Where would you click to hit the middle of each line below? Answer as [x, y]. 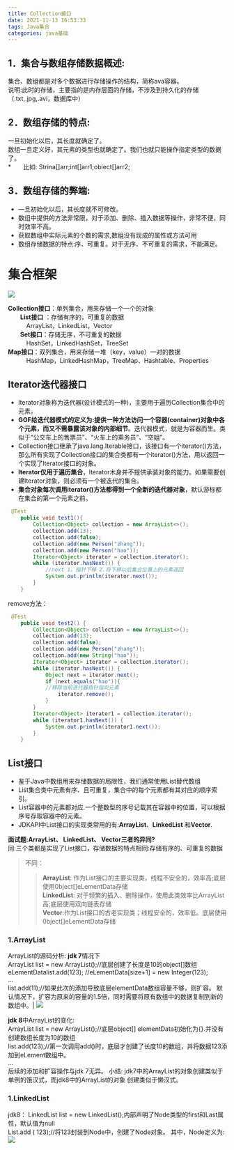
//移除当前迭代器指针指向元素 [82, 688]
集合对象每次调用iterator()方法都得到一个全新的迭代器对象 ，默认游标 [117, 490]
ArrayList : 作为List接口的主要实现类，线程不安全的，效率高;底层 [134, 878]
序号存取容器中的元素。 [52, 816]
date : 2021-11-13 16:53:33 [47, 20]
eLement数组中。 [45, 1055]
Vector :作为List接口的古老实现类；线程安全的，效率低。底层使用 [134, 912]
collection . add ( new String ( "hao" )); [86, 655]
